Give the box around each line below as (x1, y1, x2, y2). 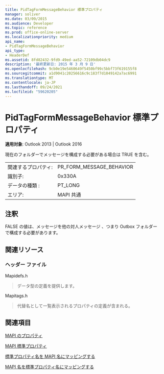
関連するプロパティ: (7, 164, 53, 171)
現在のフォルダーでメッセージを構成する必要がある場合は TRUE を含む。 (5, 151, 152, 157)
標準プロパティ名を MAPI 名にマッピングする (5, 353, 95, 359)
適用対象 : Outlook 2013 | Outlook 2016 (5, 141, 82, 147)
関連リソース (5, 246, 44, 254)
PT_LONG (57, 182, 80, 189)
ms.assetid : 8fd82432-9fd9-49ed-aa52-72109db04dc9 (5, 57, 111, 62)
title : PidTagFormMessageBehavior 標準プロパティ (5, 7, 103, 12)
